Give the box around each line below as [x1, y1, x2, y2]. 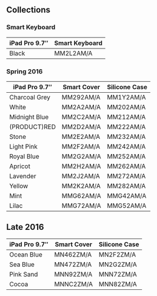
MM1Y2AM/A [107, 93, 147, 101]
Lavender [9, 172, 36, 180]
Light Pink [9, 142, 38, 150]
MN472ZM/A [54, 260, 92, 269]
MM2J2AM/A [61, 172, 100, 180]
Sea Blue [9, 260, 35, 269]
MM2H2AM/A [61, 162, 101, 170]
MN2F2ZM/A [99, 250, 136, 258]
